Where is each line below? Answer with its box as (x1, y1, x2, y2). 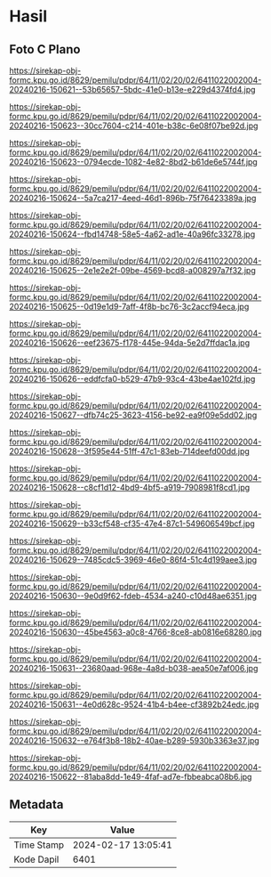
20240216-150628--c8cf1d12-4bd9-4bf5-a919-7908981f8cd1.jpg (9, 483, 251, 492)
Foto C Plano (9, 42, 81, 57)
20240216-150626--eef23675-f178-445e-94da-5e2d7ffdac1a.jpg (9, 337, 251, 348)
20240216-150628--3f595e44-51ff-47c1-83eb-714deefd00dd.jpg (9, 446, 251, 456)
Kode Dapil (13, 853, 60, 865)
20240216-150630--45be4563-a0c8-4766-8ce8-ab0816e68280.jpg (9, 627, 262, 637)
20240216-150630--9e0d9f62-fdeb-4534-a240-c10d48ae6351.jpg (9, 590, 258, 601)
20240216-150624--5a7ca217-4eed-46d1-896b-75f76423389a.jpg (9, 193, 257, 203)
